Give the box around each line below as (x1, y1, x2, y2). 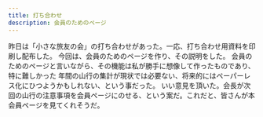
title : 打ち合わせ (8, 11, 63, 20)
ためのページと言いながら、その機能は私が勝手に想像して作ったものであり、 (8, 60, 255, 71)
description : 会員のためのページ (8, 19, 107, 27)
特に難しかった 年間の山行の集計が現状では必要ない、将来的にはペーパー (8, 71, 244, 80)
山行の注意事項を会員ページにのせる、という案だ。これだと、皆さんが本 (21, 90, 255, 100)
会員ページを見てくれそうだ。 (8, 100, 104, 110)
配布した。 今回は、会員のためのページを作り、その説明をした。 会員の (21, 51, 253, 60)
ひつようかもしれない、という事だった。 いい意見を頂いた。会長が (28, 80, 244, 90)
